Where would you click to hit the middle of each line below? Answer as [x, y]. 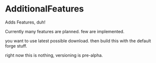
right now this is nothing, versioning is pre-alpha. [54, 55]
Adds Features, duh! [25, 22]
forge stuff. [16, 46]
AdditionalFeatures [44, 9]
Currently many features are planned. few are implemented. [65, 31]
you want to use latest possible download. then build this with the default [78, 41]
